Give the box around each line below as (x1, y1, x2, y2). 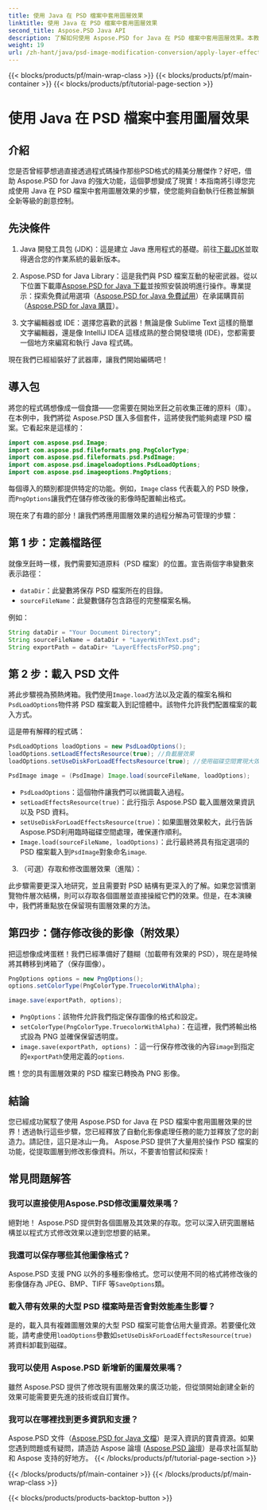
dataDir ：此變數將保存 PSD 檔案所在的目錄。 (19, 585, 168, 595)
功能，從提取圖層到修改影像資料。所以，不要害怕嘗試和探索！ (8, 1147, 211, 1156)
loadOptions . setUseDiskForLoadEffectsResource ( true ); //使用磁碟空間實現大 (8, 757, 254, 765)
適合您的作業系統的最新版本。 (26, 254, 125, 264)
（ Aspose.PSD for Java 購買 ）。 (19, 300, 123, 311)
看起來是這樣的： (29, 423, 85, 432)
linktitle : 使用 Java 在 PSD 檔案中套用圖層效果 (8, 19, 158, 27)
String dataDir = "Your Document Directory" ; (8, 628, 161, 636)
